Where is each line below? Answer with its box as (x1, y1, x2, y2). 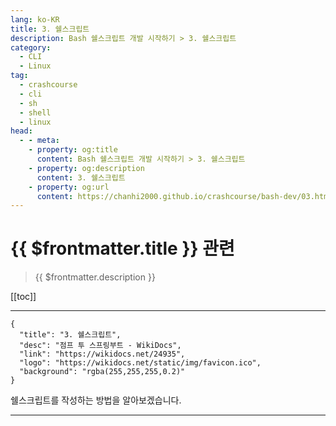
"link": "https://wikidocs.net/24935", (19, 349, 186, 360)
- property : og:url (28, 182, 110, 192)
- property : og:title (28, 145, 118, 155)
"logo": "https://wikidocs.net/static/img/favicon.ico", (19, 358, 262, 368)
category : (10, 42, 52, 53)
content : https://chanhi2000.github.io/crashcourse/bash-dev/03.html (36, 191, 333, 201)
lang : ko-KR (10, 14, 60, 25)
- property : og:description (28, 163, 145, 173)
